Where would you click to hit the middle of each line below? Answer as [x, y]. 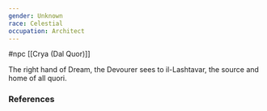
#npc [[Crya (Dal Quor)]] [49, 54]
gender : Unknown [36, 16]
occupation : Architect [47, 31]
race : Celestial [36, 23]
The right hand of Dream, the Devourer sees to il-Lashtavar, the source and [133, 70]
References [32, 100]
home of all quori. [38, 79]
